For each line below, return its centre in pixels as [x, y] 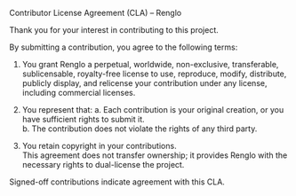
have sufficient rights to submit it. [83, 119]
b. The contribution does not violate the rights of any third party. [140, 129]
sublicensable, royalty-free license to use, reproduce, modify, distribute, [154, 74]
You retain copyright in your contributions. [99, 146]
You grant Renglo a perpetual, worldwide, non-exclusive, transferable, [150, 64]
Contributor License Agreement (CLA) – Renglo [96, 13]
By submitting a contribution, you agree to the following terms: [124, 47]
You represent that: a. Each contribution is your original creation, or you [153, 110]
